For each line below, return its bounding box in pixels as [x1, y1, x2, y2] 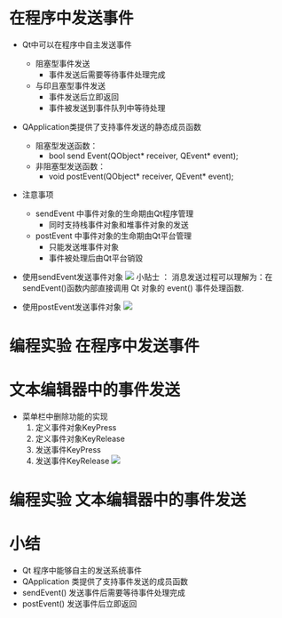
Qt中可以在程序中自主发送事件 [21, 39, 133, 50]
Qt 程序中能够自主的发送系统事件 [21, 566, 143, 576]
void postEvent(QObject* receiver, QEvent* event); [48, 171, 234, 181]
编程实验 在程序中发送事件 [9, 336, 200, 357]
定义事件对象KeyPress [35, 422, 117, 433]
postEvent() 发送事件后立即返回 [21, 598, 137, 609]
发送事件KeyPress [35, 445, 102, 455]
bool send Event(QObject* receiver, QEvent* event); [48, 150, 239, 161]
